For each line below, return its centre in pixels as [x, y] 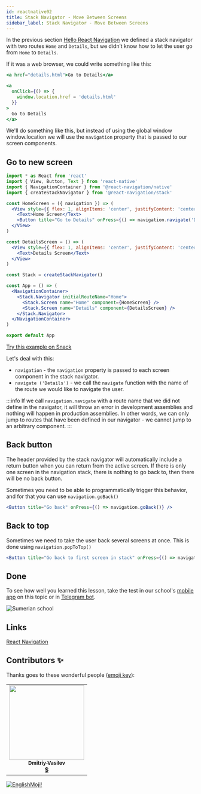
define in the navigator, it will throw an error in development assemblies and [100, 407]
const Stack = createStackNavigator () [54, 275]
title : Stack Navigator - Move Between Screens [67, 17]
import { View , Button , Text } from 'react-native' [72, 182]
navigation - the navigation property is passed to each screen [92, 370]
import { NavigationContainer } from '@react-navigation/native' [89, 187]
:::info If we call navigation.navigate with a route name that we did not [93, 401]
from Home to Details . [32, 53]
